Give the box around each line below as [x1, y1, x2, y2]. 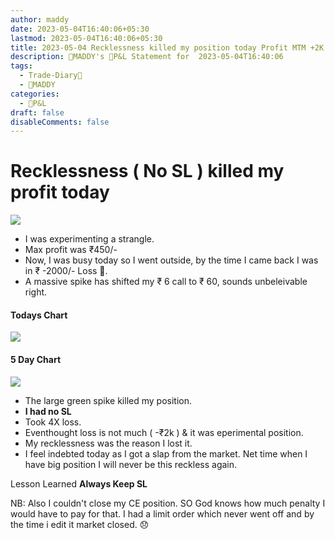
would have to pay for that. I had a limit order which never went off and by [10, 507, 315, 520]
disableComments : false [10, 117, 110, 127]
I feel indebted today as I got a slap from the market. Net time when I [24, 447, 308, 460]
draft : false [10, 107, 65, 118]
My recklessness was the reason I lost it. [24, 437, 193, 449]
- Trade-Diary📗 [19, 71, 83, 81]
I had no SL [24, 405, 72, 417]
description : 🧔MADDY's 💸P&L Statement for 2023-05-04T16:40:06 [10, 52, 284, 62]
